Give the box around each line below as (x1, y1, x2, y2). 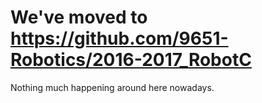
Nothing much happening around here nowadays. (10, 81, 215, 93)
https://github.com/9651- (10, 27, 229, 50)
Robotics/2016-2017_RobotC (10, 49, 252, 71)
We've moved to (10, 6, 148, 29)
